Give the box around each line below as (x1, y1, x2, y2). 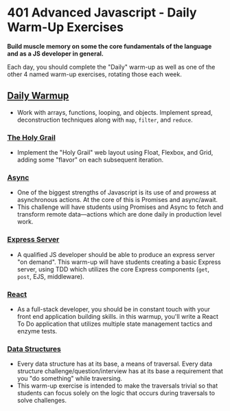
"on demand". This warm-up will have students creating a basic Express (16, 258, 221, 266)
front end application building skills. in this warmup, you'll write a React (16, 312, 218, 320)
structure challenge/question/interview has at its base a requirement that (16, 367, 223, 375)
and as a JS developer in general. (7, 49, 104, 58)
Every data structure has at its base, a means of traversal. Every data (16, 359, 213, 368)
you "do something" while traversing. (16, 375, 122, 383)
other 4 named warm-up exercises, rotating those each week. (7, 70, 182, 78)
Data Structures (7, 344, 62, 353)
